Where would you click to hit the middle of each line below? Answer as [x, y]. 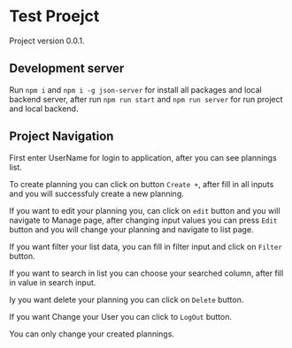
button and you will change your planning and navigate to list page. [131, 229]
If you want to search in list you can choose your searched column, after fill [146, 273]
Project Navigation [61, 136]
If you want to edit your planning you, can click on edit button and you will [145, 210]
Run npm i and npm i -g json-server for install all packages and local [136, 89]
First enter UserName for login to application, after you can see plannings [143, 157]
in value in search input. [53, 282]
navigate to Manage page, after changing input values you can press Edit [143, 220]
